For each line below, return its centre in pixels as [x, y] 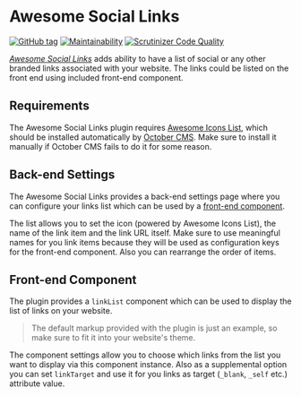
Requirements [49, 106]
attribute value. [37, 383]
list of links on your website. [61, 311]
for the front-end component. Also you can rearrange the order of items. [143, 252]
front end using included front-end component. [96, 77]
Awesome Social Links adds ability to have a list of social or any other [138, 58]
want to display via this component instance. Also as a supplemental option [148, 365]
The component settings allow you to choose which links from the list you [145, 355]
